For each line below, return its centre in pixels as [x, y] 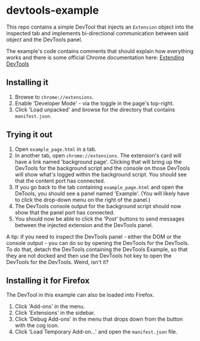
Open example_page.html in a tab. [56, 149]
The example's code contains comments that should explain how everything [100, 51]
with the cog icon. [37, 325]
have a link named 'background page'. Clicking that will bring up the [98, 162]
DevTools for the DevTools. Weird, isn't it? [58, 262]
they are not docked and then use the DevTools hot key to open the [89, 255]
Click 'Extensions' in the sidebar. [55, 313]
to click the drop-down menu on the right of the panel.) [82, 200]
